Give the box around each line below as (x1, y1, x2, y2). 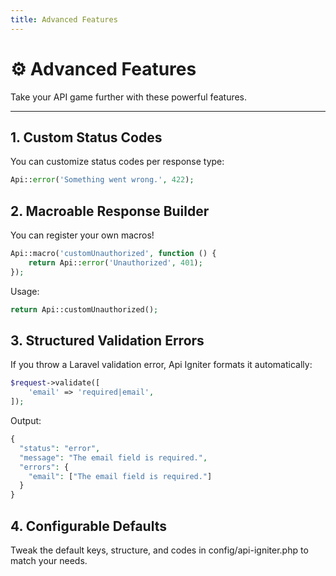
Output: (10, 415, 42, 426)
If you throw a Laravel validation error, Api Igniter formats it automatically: (10, 359, 313, 371)
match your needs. (10, 554, 88, 566)
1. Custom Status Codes (10, 129, 163, 146)
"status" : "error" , (19, 443, 101, 453)
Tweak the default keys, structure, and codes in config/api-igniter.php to (10, 544, 309, 556)
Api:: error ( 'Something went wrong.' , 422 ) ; (10, 175, 195, 185)
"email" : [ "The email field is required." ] (28, 471, 213, 481)
